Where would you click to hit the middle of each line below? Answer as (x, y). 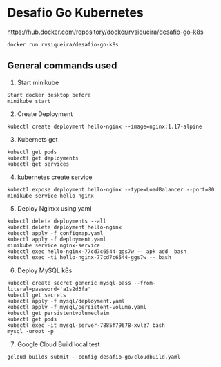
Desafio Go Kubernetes (75, 13)
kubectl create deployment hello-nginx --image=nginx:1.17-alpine (105, 126)
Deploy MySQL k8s (45, 270)
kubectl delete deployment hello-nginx (65, 227)
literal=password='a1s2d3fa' (49, 289)
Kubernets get (37, 139)
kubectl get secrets (37, 295)
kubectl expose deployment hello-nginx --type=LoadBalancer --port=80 (111, 189)
